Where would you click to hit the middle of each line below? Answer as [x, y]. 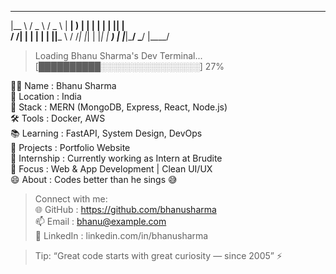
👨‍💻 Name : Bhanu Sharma [63, 85]
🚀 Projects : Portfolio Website [70, 147]
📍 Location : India [46, 96]
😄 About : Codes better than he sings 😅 [94, 179]
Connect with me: [71, 199]
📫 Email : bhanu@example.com [100, 221]
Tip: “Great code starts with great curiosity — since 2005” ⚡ [158, 255]
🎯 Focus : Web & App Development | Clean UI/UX [111, 169]
